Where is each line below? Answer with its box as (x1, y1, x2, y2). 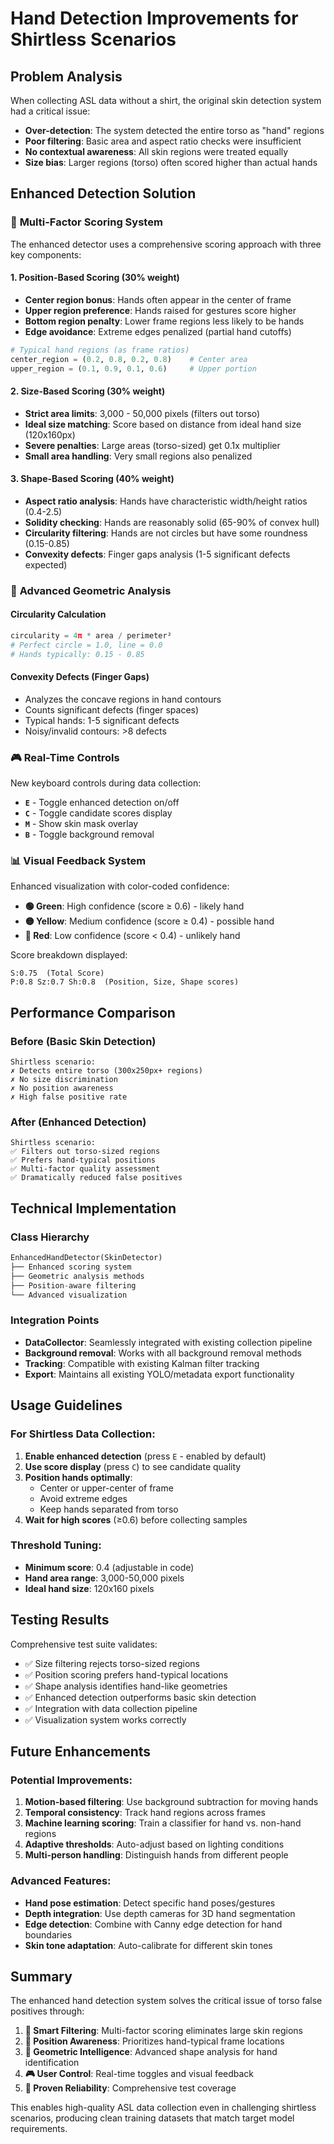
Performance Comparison (10, 1004, 176, 1021)
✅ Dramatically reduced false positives (10, 1173, 183, 1183)
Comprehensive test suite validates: (10, 1638, 158, 1650)
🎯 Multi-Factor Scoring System (10, 215, 163, 229)
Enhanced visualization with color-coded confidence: (10, 880, 230, 892)
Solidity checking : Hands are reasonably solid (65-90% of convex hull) (24, 516, 320, 528)
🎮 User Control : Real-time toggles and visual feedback (24, 2068, 255, 2080)
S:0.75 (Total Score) (10, 968, 105, 979)
